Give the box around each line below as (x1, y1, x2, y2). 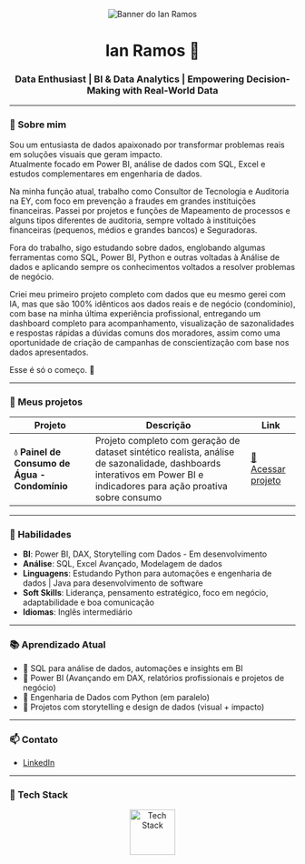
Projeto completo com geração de (94, 435, 241, 447)
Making (86, 85, 121, 97)
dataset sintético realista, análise (94, 446, 235, 458)
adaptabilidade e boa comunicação (22, 597, 155, 608)
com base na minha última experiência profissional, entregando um (9, 307, 261, 318)
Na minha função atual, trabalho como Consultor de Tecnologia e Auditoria (9, 186, 290, 196)
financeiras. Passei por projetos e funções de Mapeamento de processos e (9, 205, 290, 216)
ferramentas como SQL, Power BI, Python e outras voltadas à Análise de (9, 251, 280, 263)
